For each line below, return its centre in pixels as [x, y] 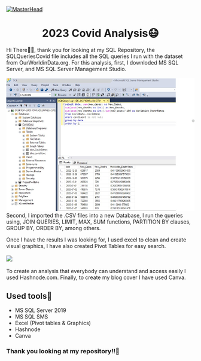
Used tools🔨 [29, 296]
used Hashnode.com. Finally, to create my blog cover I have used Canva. [96, 277]
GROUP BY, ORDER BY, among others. [54, 228]
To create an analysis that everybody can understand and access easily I [96, 271]
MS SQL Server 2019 [41, 310]
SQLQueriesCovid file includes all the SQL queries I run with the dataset [95, 56]
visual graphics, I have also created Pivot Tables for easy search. [86, 246]
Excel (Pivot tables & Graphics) [53, 323]
